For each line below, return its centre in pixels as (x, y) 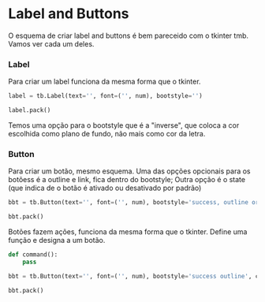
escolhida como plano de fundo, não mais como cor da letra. (107, 133)
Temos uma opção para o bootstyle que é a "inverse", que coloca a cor (124, 125)
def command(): (33, 255)
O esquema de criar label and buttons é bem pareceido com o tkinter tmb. (129, 35)
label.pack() (30, 110)
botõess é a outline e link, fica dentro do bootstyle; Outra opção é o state (127, 180)
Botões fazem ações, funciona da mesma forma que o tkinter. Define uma (128, 232)
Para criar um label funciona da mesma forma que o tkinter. (105, 82)
